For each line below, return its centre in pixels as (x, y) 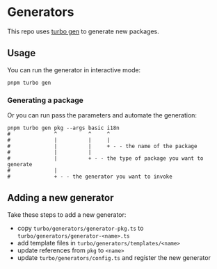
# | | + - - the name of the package (102, 147)
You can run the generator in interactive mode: (74, 70)
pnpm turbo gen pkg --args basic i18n (63, 128)
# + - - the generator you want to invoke (90, 177)
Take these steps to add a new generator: (67, 214)
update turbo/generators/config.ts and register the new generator (114, 257)
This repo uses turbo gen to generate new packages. (83, 31)
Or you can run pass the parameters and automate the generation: (102, 115)
